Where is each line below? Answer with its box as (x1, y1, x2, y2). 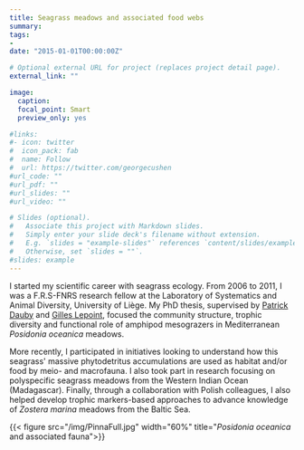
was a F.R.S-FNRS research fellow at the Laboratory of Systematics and (9, 290, 278, 301)
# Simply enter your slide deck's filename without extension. (9, 230, 261, 240)
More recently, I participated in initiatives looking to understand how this (9, 346, 279, 357)
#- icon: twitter (9, 138, 75, 148)
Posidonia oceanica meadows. (9, 328, 125, 340)
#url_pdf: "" (9, 180, 59, 189)
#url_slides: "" (9, 188, 71, 197)
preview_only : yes (17, 113, 88, 122)
